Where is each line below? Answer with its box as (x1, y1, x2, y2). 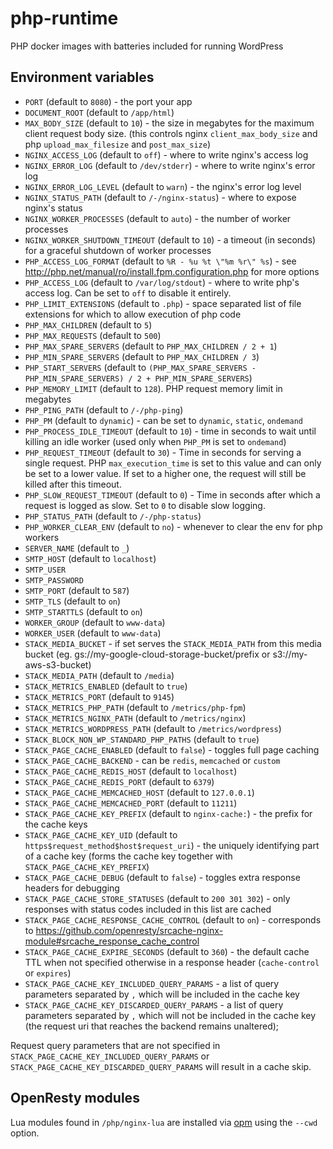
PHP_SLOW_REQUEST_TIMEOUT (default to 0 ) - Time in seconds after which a (24, 488, 321, 501)
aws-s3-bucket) (24, 658, 92, 671)
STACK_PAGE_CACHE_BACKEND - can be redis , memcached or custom (24, 754, 281, 766)
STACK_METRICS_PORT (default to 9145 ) (24, 690, 175, 702)
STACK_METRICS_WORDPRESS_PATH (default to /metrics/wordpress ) (24, 722, 282, 734)
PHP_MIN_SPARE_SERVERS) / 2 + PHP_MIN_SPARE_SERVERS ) (24, 372, 253, 384)
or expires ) (24, 967, 72, 979)
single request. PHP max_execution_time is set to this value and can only (24, 457, 322, 469)
